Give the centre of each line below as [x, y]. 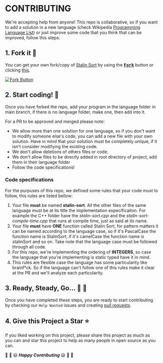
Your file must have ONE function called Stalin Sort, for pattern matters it [85, 226]
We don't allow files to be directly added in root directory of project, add [84, 157]
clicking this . [18, 70]
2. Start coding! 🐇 [32, 95]
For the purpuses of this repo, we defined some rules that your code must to [81, 190]
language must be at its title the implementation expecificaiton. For [79, 210]
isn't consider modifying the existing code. [55, 146]
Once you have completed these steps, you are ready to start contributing [79, 300]
